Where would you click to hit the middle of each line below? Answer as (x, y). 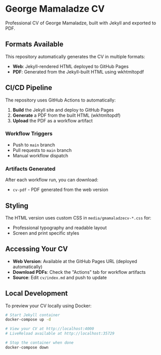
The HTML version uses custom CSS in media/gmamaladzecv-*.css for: (78, 218)
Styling (17, 205)
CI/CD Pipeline (29, 88)
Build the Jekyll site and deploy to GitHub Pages (63, 110)
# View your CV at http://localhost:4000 (50, 329)
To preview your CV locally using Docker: (49, 306)
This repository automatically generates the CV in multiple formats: (75, 56)
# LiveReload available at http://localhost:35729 (60, 334)
